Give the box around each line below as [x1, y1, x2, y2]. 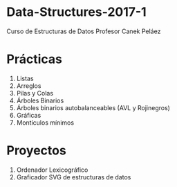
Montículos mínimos [16, 118, 74, 127]
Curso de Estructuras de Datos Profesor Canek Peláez [6, 27, 161, 35]
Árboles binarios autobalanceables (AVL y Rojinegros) [16, 103, 171, 112]
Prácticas [6, 51, 63, 67]
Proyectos [6, 143, 66, 159]
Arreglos [16, 81, 41, 90]
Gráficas [16, 111, 41, 119]
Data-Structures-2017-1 [6, 4, 147, 20]
